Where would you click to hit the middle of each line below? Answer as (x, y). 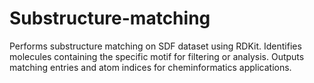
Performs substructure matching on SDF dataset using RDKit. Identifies (155, 46)
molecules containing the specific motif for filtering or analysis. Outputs (157, 56)
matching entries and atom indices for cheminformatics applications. (150, 67)
